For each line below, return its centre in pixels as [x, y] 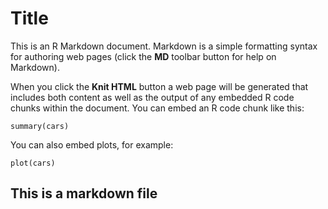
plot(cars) [33, 163]
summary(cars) [40, 126]
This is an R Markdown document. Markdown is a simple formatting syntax [164, 46]
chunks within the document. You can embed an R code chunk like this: [157, 108]
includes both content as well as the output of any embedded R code [152, 97]
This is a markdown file [84, 193]
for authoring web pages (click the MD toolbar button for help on [143, 56]
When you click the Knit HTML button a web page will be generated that [159, 86]
